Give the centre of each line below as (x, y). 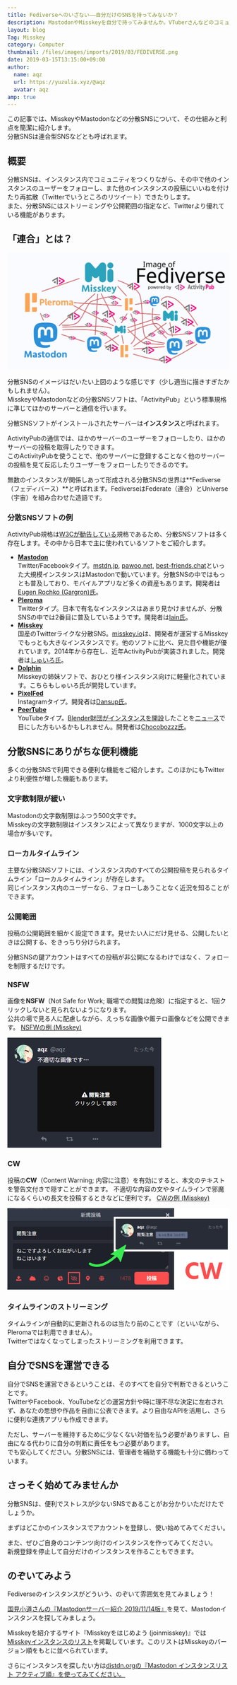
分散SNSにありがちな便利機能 (73, 751)
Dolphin (29, 668)
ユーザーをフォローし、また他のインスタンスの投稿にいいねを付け (133, 188)
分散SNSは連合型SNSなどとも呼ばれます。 (69, 136)
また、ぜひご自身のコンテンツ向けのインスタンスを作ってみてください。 (112, 1542)
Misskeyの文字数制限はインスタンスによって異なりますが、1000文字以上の (116, 824)
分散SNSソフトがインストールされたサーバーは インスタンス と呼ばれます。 (115, 424)
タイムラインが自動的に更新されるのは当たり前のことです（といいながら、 (115, 1323)
